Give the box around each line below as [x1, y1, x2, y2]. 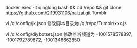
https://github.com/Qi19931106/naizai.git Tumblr [5, 10, 107, 16]
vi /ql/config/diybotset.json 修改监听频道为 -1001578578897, [5, 31, 132, 37]
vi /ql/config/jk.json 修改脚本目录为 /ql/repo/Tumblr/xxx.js [5, 20, 127, 26]
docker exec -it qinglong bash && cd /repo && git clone [5, 5, 122, 10]
